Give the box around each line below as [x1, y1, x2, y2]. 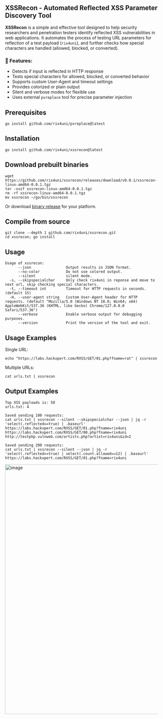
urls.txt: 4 [5, 404, 29, 409]
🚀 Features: [5, 57, 33, 64]
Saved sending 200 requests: [5, 443, 64, 448]
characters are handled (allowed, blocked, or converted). [5, 45, 119, 51]
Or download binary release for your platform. [5, 203, 97, 209]
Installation [5, 134, 40, 143]
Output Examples [5, 387, 59, 396]
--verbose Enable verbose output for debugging [17, 312, 142, 317]
